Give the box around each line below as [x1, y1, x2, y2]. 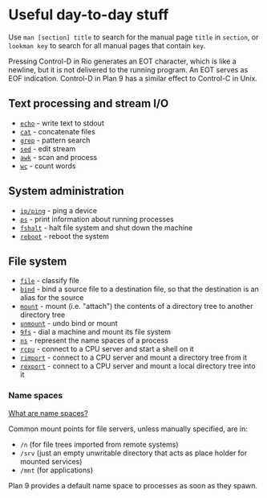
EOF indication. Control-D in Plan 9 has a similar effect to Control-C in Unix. [8, 73, 258, 83]
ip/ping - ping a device [19, 205, 98, 215]
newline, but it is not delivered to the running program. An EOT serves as [8, 64, 249, 74]
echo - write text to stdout [19, 118, 104, 128]
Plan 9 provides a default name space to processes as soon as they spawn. [8, 480, 258, 490]
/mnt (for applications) [19, 465, 94, 475]
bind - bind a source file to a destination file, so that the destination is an [19, 284, 259, 294]
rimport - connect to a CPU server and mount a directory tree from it [19, 352, 248, 363]
